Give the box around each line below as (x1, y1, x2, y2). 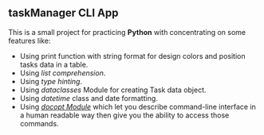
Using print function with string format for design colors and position (19, 51, 246, 60)
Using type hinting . (19, 76, 82, 86)
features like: (8, 36, 51, 45)
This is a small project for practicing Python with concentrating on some (8, 27, 246, 37)
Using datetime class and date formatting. (19, 93, 158, 102)
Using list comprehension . (19, 67, 106, 78)
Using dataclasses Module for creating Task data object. (19, 85, 207, 94)
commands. (19, 118, 59, 128)
